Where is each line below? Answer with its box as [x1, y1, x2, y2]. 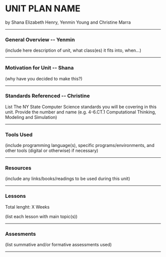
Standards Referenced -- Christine [5, 92, 90, 99]
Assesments [5, 230, 36, 237]
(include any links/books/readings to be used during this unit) [5, 176, 130, 182]
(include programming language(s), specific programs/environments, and [5, 143, 155, 148]
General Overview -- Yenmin [5, 36, 75, 43]
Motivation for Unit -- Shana [5, 65, 74, 72]
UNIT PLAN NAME [5, 3, 81, 14]
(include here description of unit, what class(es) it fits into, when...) [5, 47, 142, 53]
